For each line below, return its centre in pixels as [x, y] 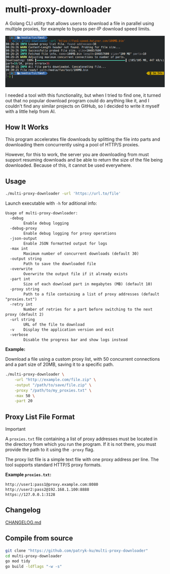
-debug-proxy [24, 228]
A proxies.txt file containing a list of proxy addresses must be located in [81, 439]
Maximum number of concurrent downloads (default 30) [81, 254]
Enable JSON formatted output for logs [66, 244]
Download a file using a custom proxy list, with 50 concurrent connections [83, 359]
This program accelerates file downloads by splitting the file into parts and [83, 139]
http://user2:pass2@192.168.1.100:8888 [47, 490]
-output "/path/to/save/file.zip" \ [53, 385]
